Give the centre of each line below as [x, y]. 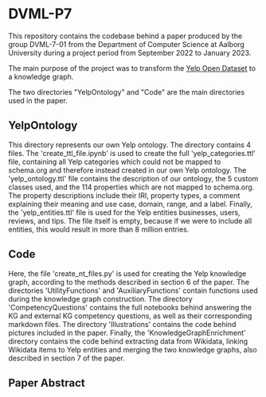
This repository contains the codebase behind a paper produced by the [125, 36]
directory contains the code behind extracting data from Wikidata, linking [128, 341]
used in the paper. [38, 100]
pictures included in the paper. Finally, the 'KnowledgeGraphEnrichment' [127, 333]
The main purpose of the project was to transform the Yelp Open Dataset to [132, 68]
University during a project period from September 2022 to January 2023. [130, 53]
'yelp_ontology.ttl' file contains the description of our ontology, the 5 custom [133, 178]
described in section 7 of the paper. [66, 358]
